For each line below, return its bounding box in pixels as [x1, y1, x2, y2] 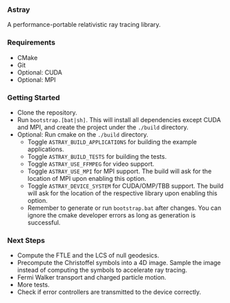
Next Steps [7, 235, 46, 245]
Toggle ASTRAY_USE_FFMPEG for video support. [27, 159, 155, 168]
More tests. [17, 281, 50, 289]
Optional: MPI [17, 75, 57, 84]
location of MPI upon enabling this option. [27, 174, 146, 182]
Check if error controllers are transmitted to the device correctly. [17, 288, 202, 296]
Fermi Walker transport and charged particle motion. [17, 273, 167, 282]
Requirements [7, 38, 56, 48]
